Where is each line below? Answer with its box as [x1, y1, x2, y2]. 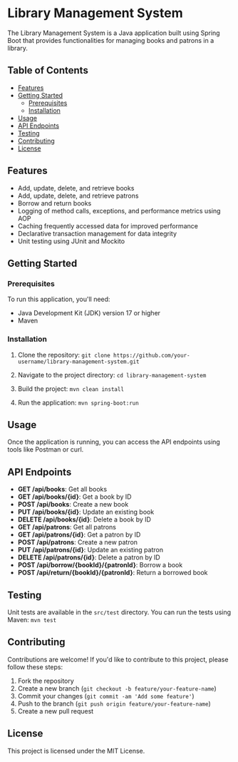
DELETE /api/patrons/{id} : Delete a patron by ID [17, 553, 160, 562]
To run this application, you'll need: [7, 295, 110, 304]
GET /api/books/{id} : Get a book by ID [17, 492, 132, 501]
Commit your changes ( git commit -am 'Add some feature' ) [17, 691, 195, 700]
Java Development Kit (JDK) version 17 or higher [17, 309, 161, 317]
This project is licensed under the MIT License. [7, 746, 145, 755]
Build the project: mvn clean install [17, 384, 125, 393]
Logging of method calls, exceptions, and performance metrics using [17, 206, 221, 215]
